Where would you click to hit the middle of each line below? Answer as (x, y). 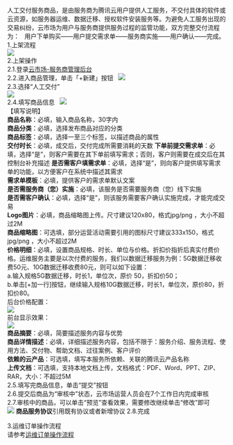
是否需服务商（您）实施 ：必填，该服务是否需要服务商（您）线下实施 (104, 189)
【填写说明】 (25, 111)
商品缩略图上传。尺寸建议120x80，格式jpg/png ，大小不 (138, 215)
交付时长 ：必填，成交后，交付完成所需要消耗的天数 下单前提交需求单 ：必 (111, 145)
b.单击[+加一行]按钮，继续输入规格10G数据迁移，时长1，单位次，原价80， (113, 284)
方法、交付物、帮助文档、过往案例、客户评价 (77, 350)
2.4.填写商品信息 (31, 102)
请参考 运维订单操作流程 (41, 435)
